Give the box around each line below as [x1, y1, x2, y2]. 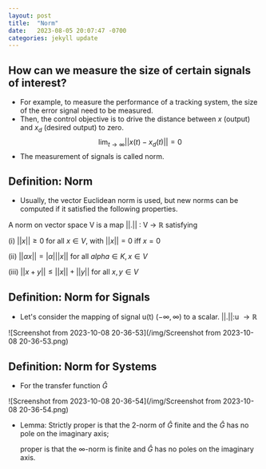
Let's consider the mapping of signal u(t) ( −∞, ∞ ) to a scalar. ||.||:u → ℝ [19, 312, 258, 322]
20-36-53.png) [18, 336, 69, 346]
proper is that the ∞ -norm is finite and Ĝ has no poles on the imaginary [19, 444, 254, 454]
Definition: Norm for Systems [8, 360, 157, 373]
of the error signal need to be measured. [19, 105, 153, 116]
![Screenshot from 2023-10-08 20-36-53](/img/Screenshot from [8, 328, 221, 338]
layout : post [8, 11, 52, 20]
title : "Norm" [8, 19, 59, 27]
